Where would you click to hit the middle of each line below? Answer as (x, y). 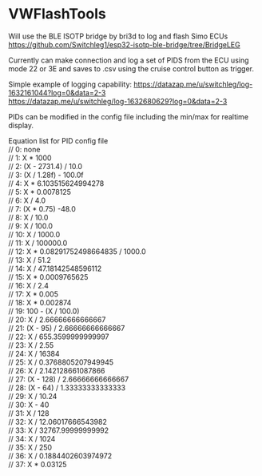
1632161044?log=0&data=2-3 (57, 92)
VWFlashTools (57, 14)
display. (21, 125)
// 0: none (24, 149)
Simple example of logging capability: (70, 84)
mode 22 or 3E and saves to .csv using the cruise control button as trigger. (131, 68)
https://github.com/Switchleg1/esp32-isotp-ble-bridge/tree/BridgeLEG (125, 44)
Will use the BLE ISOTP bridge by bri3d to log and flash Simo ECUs (118, 36)
